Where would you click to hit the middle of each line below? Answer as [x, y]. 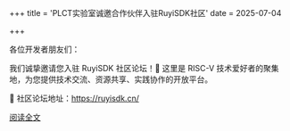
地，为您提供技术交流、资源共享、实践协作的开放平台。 [111, 79]
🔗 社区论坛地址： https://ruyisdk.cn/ [75, 98]
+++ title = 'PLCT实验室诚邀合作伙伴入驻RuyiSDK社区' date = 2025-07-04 [145, 13]
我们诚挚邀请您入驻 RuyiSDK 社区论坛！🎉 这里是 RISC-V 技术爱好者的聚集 [144, 68]
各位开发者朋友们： [45, 49]
